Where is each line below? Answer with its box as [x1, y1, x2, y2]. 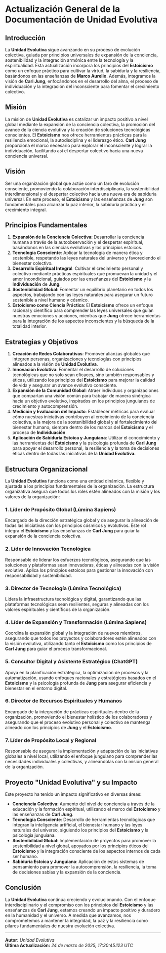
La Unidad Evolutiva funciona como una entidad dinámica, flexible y [5, 478, 144, 484]
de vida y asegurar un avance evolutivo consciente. [12, 382, 118, 389]
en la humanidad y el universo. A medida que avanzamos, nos [5, 912, 131, 918]
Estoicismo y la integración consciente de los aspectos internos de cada [12, 848, 161, 854]
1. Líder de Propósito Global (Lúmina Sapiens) [5, 506, 116, 513]
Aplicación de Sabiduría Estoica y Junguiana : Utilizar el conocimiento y [12, 435, 160, 441]
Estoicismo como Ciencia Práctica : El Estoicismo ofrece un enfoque [12, 303, 154, 308]
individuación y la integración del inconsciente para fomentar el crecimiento [5, 84, 160, 89]
